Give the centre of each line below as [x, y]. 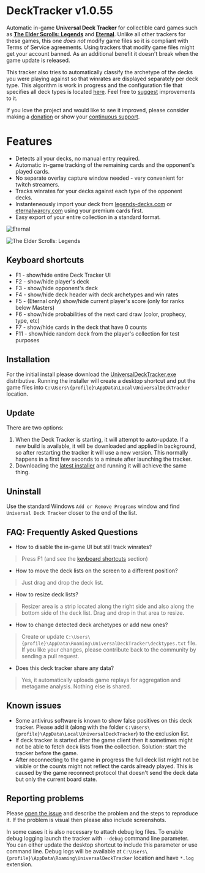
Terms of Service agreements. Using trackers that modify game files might [100, 47]
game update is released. [38, 60]
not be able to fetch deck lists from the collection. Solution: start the [101, 747]
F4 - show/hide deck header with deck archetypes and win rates [97, 294]
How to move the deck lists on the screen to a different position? [97, 571]
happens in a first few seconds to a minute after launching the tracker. [103, 459]
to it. [12, 98]
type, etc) [27, 320]
